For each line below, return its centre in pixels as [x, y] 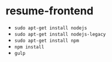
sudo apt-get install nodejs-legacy [60, 34]
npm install [29, 47]
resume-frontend [50, 11]
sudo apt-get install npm [46, 41]
